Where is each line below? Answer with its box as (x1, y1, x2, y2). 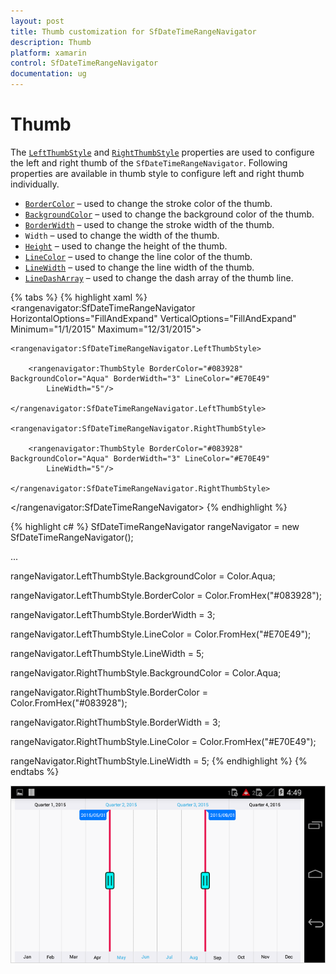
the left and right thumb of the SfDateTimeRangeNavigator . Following (10, 156, 288, 169)
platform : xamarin (10, 48, 87, 58)
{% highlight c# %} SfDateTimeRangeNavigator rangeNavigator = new (10, 520, 300, 532)
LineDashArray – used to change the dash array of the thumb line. (24, 271, 294, 284)
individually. (10, 178, 60, 190)
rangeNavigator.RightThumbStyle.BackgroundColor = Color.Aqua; (10, 666, 282, 679)
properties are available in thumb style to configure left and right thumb (10, 167, 305, 179)
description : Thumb (10, 37, 92, 47)
